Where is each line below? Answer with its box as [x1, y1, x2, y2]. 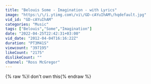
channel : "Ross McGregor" [5, 60, 60, 65]
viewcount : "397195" [5, 45, 49, 50]
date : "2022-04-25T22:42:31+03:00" [5, 31, 81, 36]
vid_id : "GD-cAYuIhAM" [5, 17, 53, 22]
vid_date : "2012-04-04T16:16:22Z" [5, 36, 79, 41]
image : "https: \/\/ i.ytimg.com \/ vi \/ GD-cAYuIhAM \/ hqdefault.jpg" [5, 12, 146, 17]
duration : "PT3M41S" [5, 41, 49, 46]
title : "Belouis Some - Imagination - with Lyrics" [5, 7, 117, 13]
